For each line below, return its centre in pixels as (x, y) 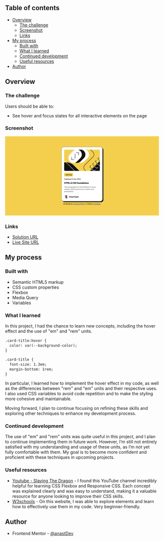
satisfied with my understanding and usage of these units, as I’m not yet (77, 447)
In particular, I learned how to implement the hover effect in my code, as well (82, 383)
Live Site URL (26, 242)
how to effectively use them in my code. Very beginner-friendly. (76, 506)
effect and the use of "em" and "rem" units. (49, 331)
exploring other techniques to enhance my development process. (71, 413)
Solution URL (25, 237)
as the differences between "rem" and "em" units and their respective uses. (81, 388)
